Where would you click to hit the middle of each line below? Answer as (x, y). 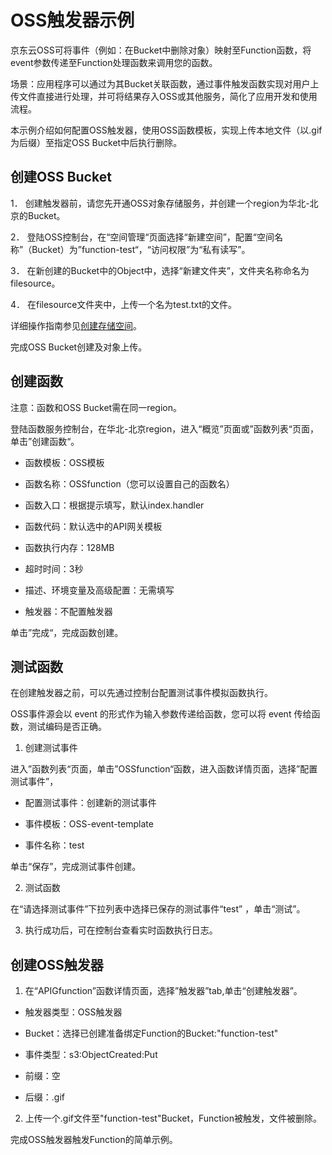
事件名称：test (54, 845)
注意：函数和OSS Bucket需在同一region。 (96, 407)
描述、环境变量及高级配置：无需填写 (99, 590)
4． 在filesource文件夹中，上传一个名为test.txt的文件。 (124, 304)
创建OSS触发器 (57, 964)
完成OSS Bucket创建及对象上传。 (79, 347)
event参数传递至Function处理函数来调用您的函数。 (114, 62)
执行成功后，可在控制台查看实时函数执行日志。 (121, 930)
